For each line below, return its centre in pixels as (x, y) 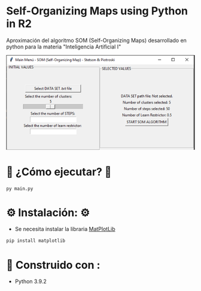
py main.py (20, 189)
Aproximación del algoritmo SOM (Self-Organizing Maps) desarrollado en (97, 40)
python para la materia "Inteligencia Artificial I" (64, 47)
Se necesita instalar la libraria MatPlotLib (65, 229)
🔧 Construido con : (53, 265)
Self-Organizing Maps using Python (97, 11)
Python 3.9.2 (31, 281)
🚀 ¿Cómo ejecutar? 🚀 (59, 172)
